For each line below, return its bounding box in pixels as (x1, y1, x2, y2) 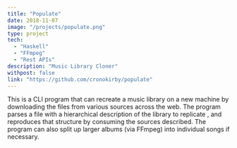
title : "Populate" (7, 10, 61, 18)
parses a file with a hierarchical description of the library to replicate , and (7, 110, 222, 118)
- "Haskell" (13, 43, 49, 50)
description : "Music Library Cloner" (7, 63, 119, 70)
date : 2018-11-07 (7, 17, 59, 24)
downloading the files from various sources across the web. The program (7, 103, 221, 111)
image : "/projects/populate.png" (7, 23, 106, 30)
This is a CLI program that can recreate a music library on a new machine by (7, 95, 229, 104)
